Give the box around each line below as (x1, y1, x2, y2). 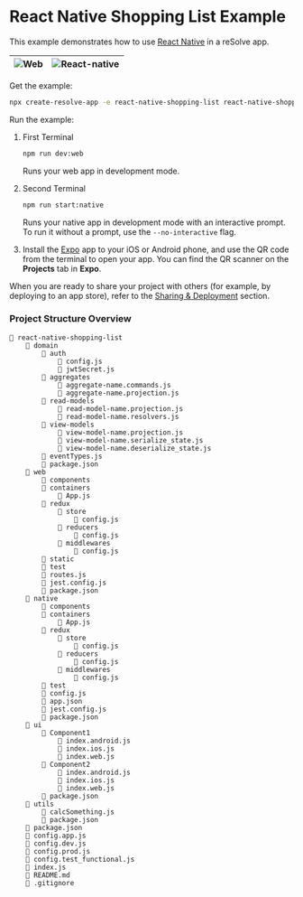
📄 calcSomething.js (41, 807, 115, 817)
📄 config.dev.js (25, 838, 87, 848)
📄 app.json (41, 696, 83, 705)
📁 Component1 (41, 728, 91, 737)
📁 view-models (41, 420, 95, 429)
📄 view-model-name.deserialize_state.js (57, 444, 212, 453)
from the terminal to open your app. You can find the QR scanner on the (22, 253, 289, 264)
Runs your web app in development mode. (22, 165, 180, 176)
